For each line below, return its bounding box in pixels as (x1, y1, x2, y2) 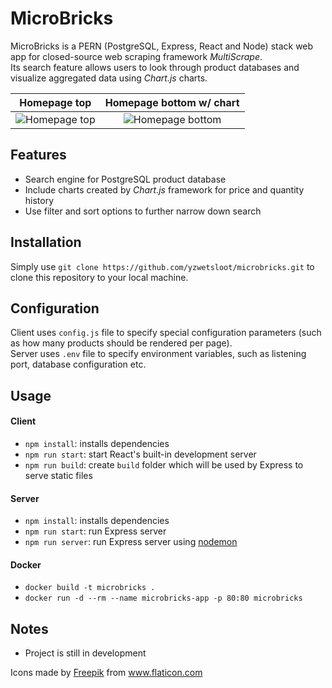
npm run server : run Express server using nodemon (24, 536, 238, 548)
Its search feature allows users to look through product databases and (10, 61, 300, 73)
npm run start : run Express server (24, 525, 167, 537)
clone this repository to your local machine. (10, 271, 189, 283)
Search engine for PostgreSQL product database (24, 173, 227, 185)
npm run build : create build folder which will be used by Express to (24, 458, 304, 471)
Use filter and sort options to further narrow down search (24, 205, 262, 217)
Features (10, 147, 67, 164)
